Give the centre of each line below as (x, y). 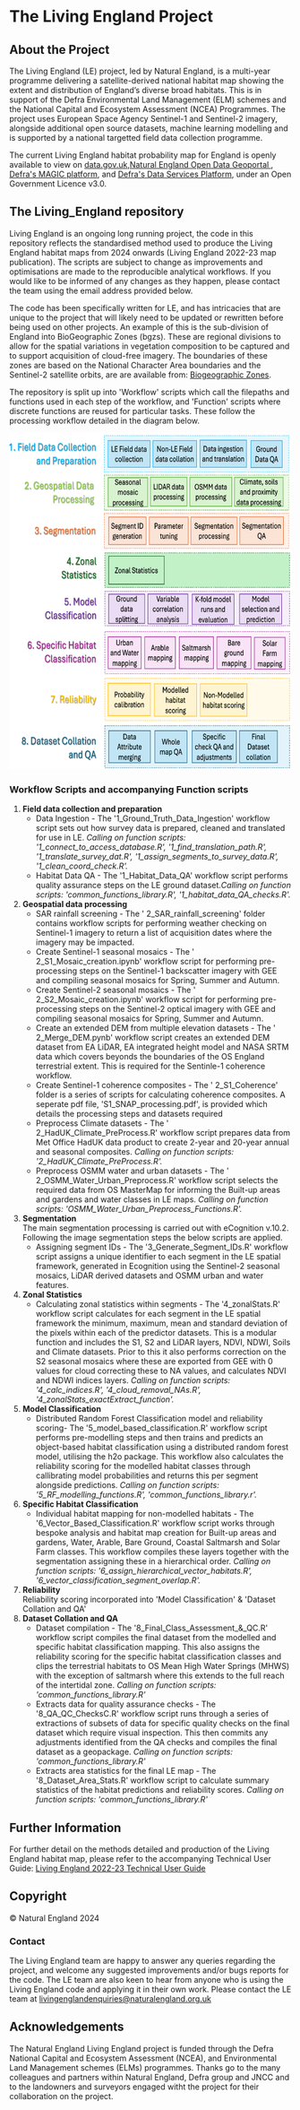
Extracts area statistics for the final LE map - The (126, 1771)
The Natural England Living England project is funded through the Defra (141, 2048)
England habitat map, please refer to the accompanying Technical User (140, 1858)
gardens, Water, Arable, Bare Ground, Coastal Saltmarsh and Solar (158, 1543)
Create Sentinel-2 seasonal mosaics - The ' (116, 990)
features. (52, 1285)
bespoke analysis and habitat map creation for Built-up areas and (156, 1533)
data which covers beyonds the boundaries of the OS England (150, 1057)
